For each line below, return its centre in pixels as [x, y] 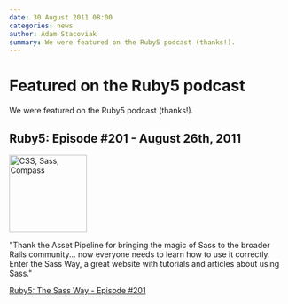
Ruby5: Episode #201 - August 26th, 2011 [125, 138]
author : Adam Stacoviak [53, 34]
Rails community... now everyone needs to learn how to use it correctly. [140, 254]
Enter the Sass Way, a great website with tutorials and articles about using [144, 264]
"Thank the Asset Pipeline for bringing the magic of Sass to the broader [140, 245]
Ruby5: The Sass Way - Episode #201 [78, 290]
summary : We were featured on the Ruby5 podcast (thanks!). [123, 42]
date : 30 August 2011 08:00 [61, 17]
